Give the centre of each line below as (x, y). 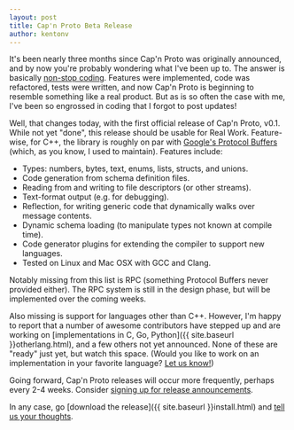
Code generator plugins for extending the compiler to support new (143, 244)
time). (33, 235)
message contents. (57, 216)
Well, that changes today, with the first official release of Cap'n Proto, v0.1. (145, 123)
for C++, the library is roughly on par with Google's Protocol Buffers (154, 142)
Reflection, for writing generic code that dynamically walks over (138, 207)
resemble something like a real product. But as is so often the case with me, (147, 97)
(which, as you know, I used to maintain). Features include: (116, 152)
